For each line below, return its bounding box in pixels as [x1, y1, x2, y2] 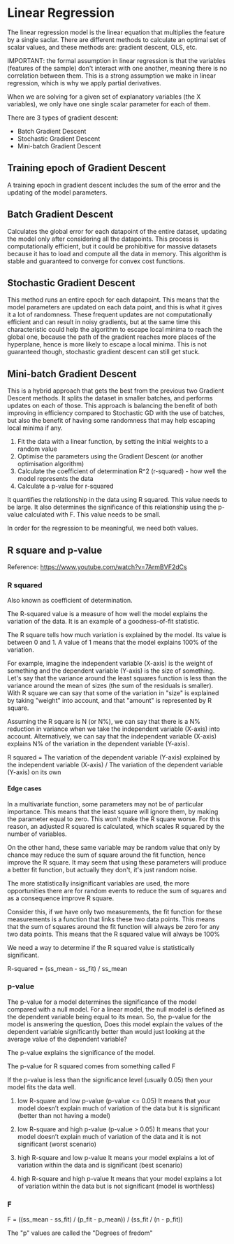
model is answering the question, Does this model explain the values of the [7, 1020, 224, 1028]
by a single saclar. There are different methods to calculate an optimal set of [7, 35, 226, 43]
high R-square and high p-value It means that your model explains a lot [17, 1174, 222, 1182]
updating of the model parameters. [7, 188, 108, 197]
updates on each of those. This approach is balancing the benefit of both [7, 401, 218, 410]
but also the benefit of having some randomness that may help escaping [7, 417, 216, 425]
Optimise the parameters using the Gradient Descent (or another [17, 452, 203, 461]
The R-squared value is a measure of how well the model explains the [7, 610, 208, 618]
